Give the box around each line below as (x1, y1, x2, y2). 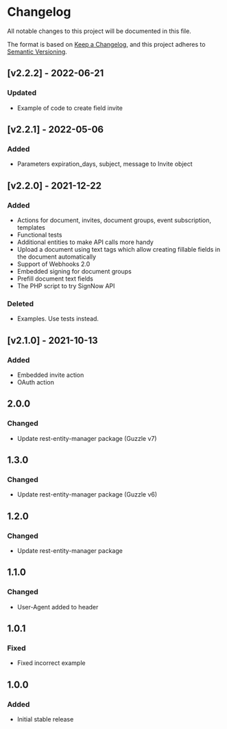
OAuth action (16, 378, 55, 386)
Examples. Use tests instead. (16, 314, 99, 323)
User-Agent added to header (16, 602, 99, 611)
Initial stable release (16, 715, 74, 723)
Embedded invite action (16, 371, 84, 379)
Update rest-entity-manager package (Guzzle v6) (16, 490, 158, 499)
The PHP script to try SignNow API (16, 282, 115, 290)
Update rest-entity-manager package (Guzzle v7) (16, 434, 157, 442)
